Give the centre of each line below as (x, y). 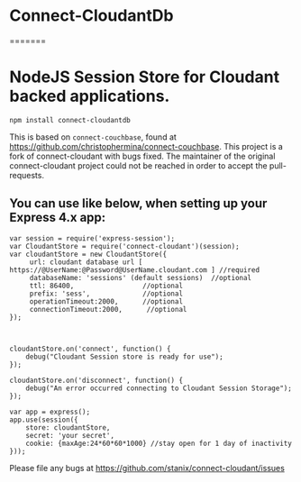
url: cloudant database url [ (86, 262)
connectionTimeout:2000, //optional (108, 309)
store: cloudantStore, (68, 427)
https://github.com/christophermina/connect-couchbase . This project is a (146, 146)
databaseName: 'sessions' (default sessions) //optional (141, 277)
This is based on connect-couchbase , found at (93, 137)
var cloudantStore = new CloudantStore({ (88, 254)
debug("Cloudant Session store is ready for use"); (124, 357)
